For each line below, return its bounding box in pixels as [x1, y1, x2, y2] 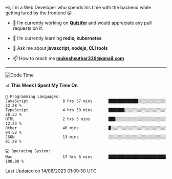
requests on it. [12, 25, 44, 31]
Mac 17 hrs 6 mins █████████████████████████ [5, 154, 166, 160]
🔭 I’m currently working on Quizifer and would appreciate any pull [12, 20, 152, 26]
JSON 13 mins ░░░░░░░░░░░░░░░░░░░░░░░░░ [5, 134, 166, 140]
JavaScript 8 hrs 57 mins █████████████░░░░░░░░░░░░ [5, 98, 166, 104]
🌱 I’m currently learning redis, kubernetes [12, 35, 102, 41]
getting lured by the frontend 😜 [5, 10, 72, 16]
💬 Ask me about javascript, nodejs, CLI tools [12, 45, 108, 51]
